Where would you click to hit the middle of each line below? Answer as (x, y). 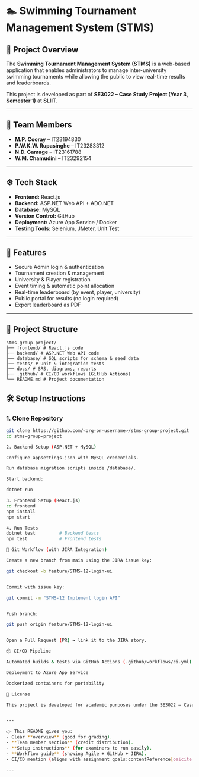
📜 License (18, 694)
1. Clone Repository (35, 418)
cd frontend (21, 506)
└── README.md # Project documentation (55, 380)
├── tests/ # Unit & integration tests (55, 364)
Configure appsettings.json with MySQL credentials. (73, 458)
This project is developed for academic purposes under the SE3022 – (94, 705)
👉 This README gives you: (39, 732)
